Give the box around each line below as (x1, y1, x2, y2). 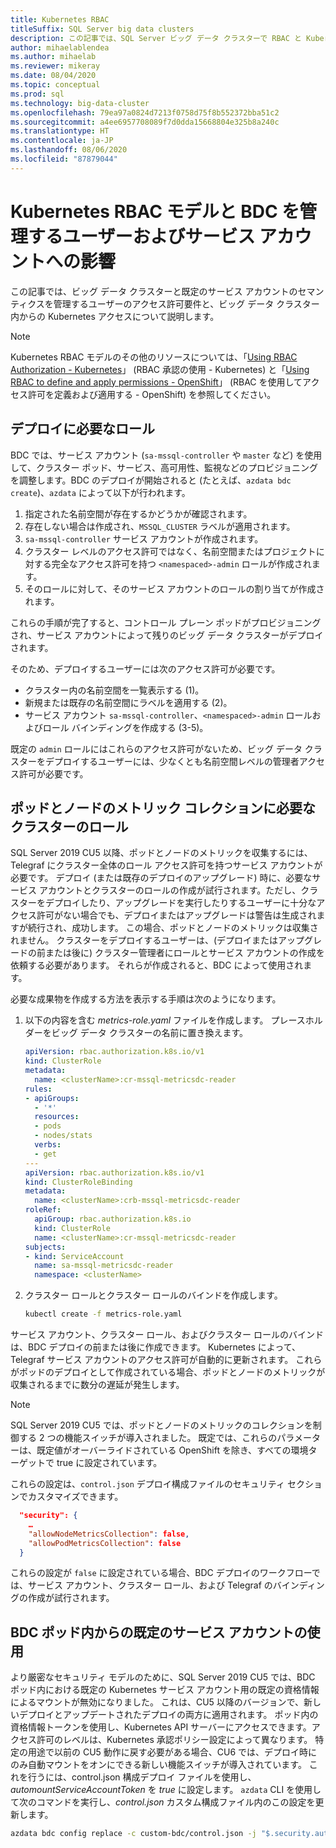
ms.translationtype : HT (10, 126, 110, 136)
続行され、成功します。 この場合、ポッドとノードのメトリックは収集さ (27, 922, 319, 934)
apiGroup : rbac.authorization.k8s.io (34, 1214, 192, 1225)
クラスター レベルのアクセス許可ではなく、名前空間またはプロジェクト (24, 545, 317, 557)
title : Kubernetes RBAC (10, 14, 110, 25)
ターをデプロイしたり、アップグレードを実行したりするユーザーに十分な (18, 897, 317, 909)
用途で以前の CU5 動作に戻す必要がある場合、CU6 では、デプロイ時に (27, 1746, 318, 1758)
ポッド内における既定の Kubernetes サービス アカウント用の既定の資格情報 (10, 1684, 320, 1696)
